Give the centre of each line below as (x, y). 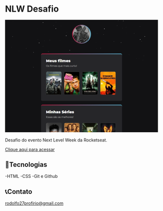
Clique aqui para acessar (30, 149)
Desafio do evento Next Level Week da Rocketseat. (56, 140)
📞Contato (19, 191)
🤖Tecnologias (26, 165)
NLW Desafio (32, 9)
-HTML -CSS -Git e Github (32, 176)
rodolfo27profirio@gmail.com (34, 203)
